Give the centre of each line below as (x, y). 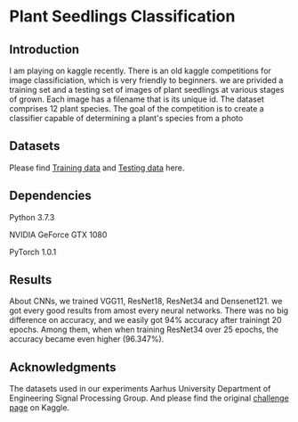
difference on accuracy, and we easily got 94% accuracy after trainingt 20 (145, 320)
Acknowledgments (63, 367)
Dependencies (50, 196)
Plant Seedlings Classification (122, 17)
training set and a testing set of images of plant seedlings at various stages (147, 90)
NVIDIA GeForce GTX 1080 (58, 235)
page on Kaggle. (39, 408)
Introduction (44, 50)
